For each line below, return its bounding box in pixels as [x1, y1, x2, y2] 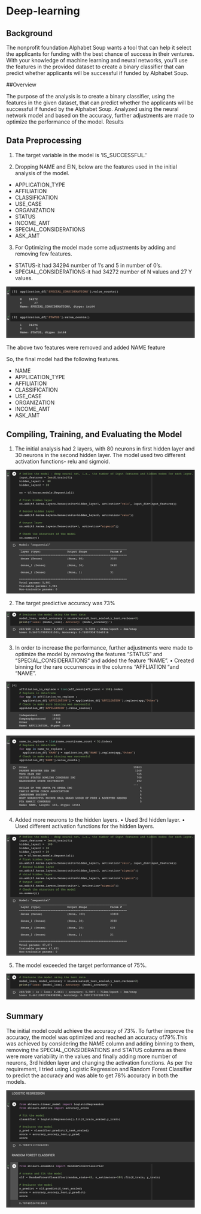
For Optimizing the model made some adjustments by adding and [14, 244, 176, 251]
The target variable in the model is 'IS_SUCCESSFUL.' [14, 151, 147, 158]
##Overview [6, 81, 37, 88]
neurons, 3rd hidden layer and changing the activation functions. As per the [6, 1059, 193, 1066]
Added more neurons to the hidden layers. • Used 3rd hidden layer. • [14, 816, 185, 824]
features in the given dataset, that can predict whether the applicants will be [6, 99, 194, 106]
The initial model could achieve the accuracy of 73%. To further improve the [6, 1027, 194, 1034]
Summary [6, 1011, 44, 1021]
